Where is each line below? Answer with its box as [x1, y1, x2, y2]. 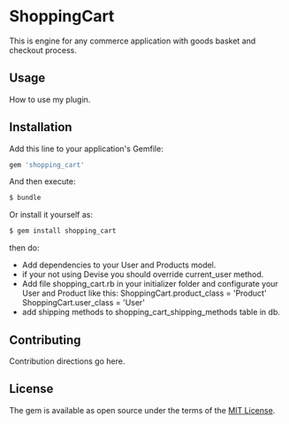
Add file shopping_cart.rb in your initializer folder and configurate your [21, 279, 278, 289]
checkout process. [9, 44, 77, 55]
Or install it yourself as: [9, 210, 93, 220]
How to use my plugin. [9, 94, 91, 104]
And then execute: [9, 176, 76, 187]
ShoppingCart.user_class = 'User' [21, 297, 146, 308]
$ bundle [9, 193, 42, 203]
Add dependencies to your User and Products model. [21, 259, 217, 271]
